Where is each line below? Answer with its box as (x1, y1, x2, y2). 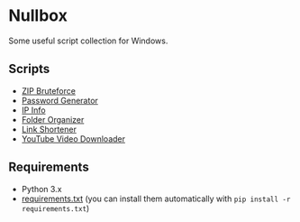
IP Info (21, 105, 46, 116)
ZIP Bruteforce (21, 85, 76, 96)
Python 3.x (21, 183, 62, 194)
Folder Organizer (21, 114, 85, 125)
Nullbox (8, 5, 68, 26)
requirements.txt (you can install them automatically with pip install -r (21, 193, 291, 204)
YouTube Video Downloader (21, 133, 126, 144)
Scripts (8, 61, 50, 77)
